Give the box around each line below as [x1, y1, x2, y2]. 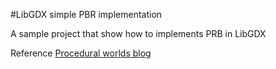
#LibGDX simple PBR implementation [10, 9, 163, 20]
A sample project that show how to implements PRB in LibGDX [10, 28, 267, 39]
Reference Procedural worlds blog [10, 47, 152, 59]
